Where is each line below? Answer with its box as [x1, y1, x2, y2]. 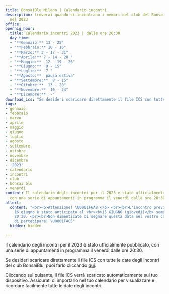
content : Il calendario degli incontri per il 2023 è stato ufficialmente [5, 190, 165, 195]
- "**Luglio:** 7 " [10, 69, 53, 74]
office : [5, 21, 22, 27]
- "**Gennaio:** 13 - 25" [10, 40, 64, 45]
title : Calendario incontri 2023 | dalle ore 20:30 [10, 31, 121, 36]
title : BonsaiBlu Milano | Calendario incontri [5, 7, 107, 13]
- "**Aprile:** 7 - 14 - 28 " [10, 54, 73, 60]
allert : [5, 200, 22, 205]
